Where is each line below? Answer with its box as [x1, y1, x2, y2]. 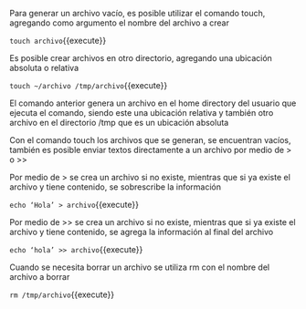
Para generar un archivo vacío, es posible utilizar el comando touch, [9, 8, 266, 18]
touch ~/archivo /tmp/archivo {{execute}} [9, 80, 168, 90]
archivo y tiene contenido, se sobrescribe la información [9, 181, 222, 192]
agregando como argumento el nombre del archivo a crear [9, 17, 230, 28]
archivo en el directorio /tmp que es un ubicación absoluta [9, 118, 229, 128]
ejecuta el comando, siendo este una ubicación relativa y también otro [9, 108, 274, 118]
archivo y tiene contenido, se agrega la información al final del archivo [9, 227, 274, 237]
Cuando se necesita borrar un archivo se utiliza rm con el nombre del [9, 262, 270, 273]
